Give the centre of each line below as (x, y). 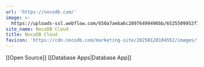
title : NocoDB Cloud (32, 35)
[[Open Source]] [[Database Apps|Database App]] (69, 58)
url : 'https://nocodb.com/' (41, 12)
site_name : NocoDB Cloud (37, 29)
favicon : (17, 40)
